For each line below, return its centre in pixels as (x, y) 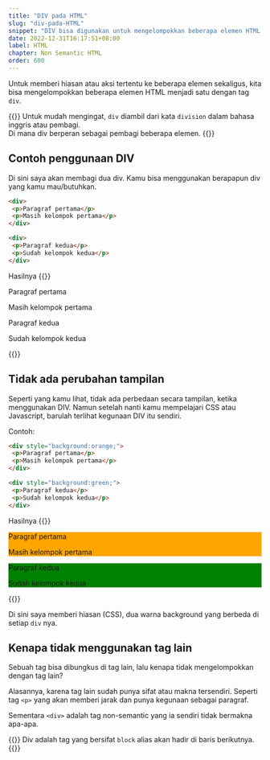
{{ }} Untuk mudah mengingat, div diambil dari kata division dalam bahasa (131, 116)
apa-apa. (23, 724)
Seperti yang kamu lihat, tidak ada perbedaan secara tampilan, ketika (123, 398)
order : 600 (27, 61)
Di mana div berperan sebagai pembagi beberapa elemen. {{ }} (112, 133)
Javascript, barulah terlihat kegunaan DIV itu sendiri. (95, 416)
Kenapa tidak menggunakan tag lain (100, 648)
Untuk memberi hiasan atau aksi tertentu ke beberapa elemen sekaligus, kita (135, 83)
